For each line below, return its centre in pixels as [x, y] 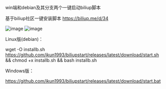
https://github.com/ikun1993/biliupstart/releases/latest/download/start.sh [82, 55]
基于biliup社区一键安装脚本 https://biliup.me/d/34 [57, 18]
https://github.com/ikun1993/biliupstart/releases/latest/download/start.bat [83, 81]
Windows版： [20, 71]
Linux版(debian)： [24, 39]
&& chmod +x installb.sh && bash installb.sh [51, 60]
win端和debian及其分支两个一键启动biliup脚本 [53, 7]
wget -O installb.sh [25, 49]
